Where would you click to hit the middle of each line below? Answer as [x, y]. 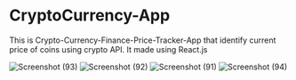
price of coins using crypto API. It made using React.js [108, 49]
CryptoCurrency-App [90, 16]
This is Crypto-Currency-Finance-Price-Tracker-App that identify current [143, 40]
